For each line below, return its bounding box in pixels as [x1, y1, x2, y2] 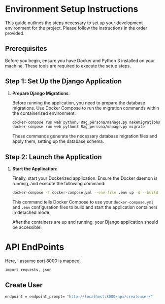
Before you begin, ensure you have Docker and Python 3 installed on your [5, 58, 155, 64]
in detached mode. [12, 209, 51, 215]
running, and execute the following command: [12, 181, 106, 187]
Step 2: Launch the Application [5, 153, 102, 161]
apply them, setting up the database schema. [12, 138, 104, 144]
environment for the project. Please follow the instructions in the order [5, 25, 148, 31]
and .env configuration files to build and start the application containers [12, 204, 158, 210]
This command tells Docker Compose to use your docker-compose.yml [12, 199, 154, 205]
